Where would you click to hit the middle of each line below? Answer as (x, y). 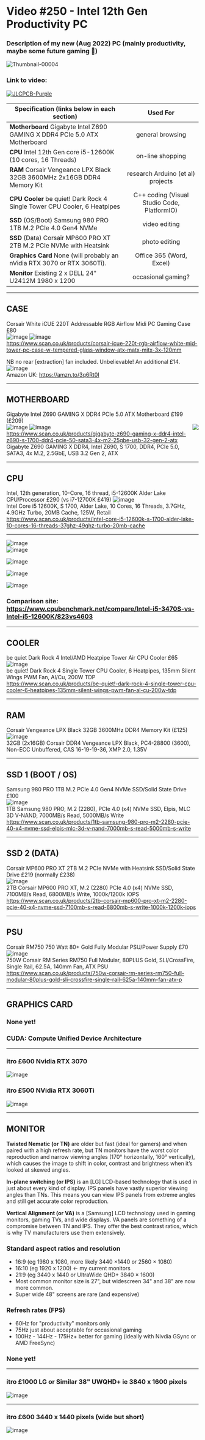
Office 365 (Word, (161, 255)
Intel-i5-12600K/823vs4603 (50, 617)
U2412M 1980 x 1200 (42, 281)
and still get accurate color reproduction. (57, 1201)
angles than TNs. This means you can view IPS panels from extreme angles (101, 1194)
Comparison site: (33, 601)
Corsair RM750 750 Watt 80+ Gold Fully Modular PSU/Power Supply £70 (97, 947)
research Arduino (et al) (161, 173)
